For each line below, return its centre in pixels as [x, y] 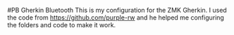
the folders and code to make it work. [62, 25]
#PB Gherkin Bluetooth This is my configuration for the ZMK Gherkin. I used [117, 10]
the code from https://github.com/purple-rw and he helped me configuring [116, 17]
